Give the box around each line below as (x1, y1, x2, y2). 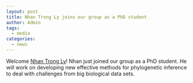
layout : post (6, 8, 38, 15)
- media (11, 31, 31, 36)
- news (11, 42, 28, 48)
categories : (6, 36, 36, 42)
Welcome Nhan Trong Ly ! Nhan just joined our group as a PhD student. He (6, 57, 187, 65)
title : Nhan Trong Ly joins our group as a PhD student (6, 14, 147, 20)
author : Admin (6, 19, 41, 25)
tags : (6, 25, 20, 31)
